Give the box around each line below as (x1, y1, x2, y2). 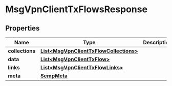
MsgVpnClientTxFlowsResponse (5, 4, 147, 15)
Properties (5, 24, 40, 33)
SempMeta (40, 72, 68, 79)
